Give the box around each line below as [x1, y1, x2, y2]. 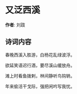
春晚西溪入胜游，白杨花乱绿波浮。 [5, 51, 75, 57]
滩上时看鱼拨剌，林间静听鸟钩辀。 [5, 73, 75, 79]
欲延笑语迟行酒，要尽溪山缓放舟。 [5, 62, 75, 68]
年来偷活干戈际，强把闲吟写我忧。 [5, 83, 75, 89]
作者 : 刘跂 [5, 22, 25, 28]
